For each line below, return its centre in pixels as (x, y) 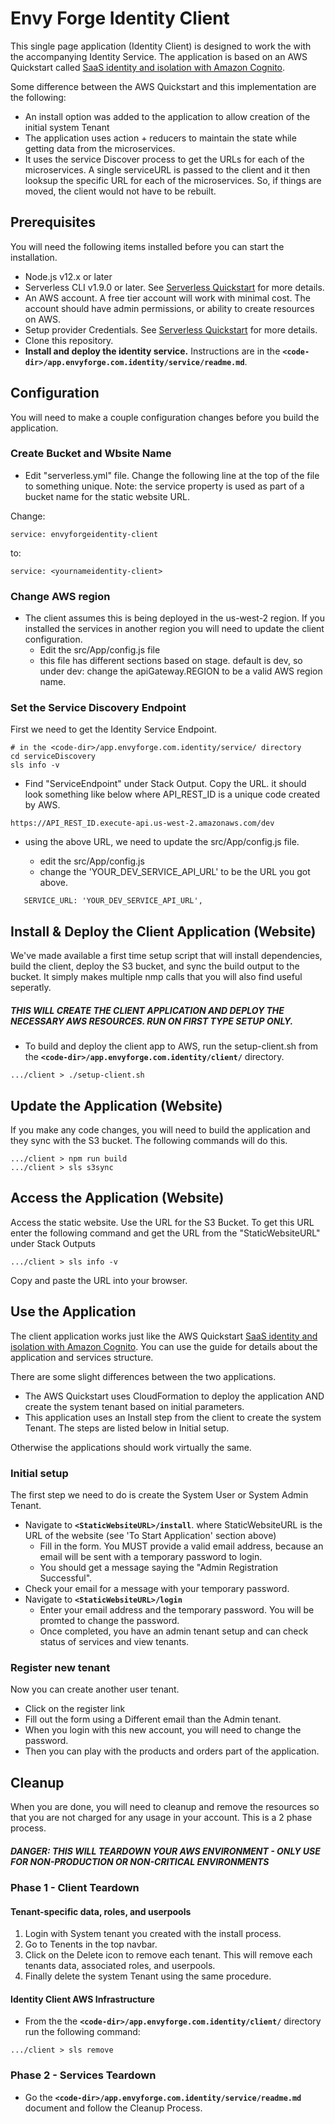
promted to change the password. (109, 1620)
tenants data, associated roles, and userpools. (120, 1966)
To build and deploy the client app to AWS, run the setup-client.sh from (171, 1046)
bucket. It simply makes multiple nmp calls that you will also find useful (156, 977)
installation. (34, 257)
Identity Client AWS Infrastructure (82, 1999)
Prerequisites (53, 222)
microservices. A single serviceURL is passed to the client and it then (167, 169)
